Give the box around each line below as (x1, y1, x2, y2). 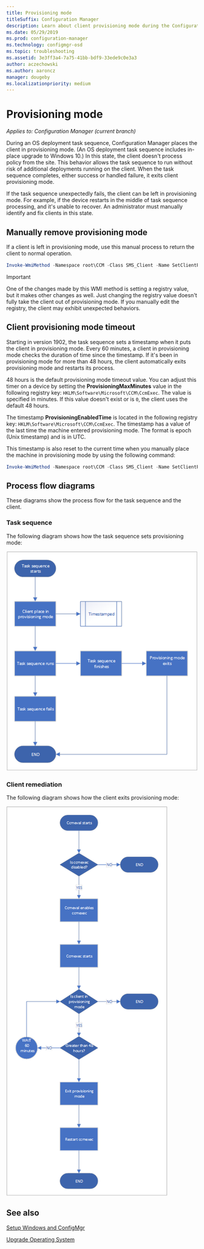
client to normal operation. (6, 250, 73, 257)
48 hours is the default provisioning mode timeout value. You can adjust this (6, 376, 197, 383)
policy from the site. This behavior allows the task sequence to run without (6, 159, 193, 166)
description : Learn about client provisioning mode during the (6, 23, 170, 29)
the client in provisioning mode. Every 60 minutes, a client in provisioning (6, 345, 189, 352)
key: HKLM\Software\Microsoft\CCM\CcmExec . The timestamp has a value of (6, 420, 191, 427)
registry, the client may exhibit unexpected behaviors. (6, 304, 141, 312)
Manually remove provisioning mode (6, 227, 148, 237)
